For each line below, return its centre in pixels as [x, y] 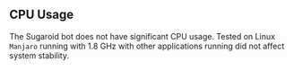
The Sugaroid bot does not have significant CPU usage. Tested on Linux [143, 36]
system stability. [39, 55]
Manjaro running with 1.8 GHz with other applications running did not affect [147, 46]
